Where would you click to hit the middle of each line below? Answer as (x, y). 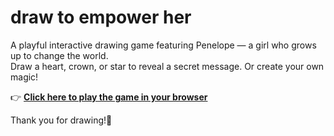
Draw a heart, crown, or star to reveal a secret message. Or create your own (167, 66)
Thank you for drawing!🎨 (61, 120)
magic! (24, 77)
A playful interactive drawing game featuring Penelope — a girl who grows (163, 45)
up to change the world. (59, 55)
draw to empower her (101, 17)
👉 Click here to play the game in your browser (109, 97)
